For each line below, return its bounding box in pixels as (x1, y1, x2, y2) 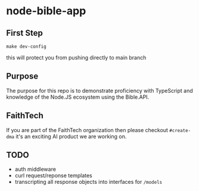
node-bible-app (6, 4, 86, 18)
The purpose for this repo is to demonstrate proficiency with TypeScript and (6, 87, 193, 94)
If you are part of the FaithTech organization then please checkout (6, 126, 169, 133)
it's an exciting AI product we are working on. (15, 133, 127, 140)
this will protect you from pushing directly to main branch (6, 54, 147, 61)
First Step (6, 28, 43, 38)
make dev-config (6, 43, 46, 49)
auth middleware (14, 165, 57, 173)
